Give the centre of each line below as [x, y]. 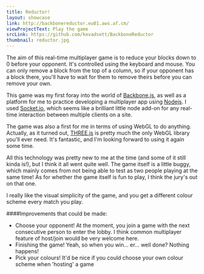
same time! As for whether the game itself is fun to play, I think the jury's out [102, 177]
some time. [20, 146]
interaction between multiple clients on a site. [76, 114]
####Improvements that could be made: [57, 213]
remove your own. [29, 83]
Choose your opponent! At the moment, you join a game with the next [102, 225]
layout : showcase [28, 18]
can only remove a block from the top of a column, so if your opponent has [100, 70]
